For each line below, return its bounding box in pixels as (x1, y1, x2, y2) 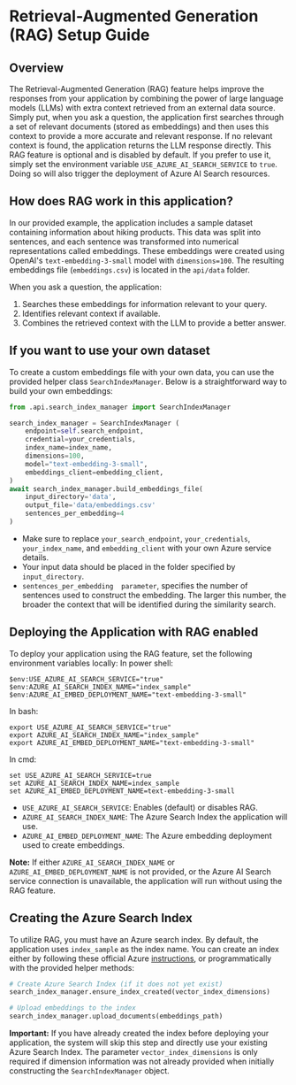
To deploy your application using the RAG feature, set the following (9, 648, 253, 658)
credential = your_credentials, (25, 435, 137, 444)
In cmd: (9, 754, 37, 765)
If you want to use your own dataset (9, 343, 210, 358)
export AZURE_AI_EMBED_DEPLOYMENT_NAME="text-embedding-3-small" (9, 738, 254, 747)
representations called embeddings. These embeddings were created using (9, 245, 285, 256)
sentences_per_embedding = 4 (25, 509, 125, 519)
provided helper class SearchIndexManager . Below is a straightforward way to (9, 376, 287, 387)
